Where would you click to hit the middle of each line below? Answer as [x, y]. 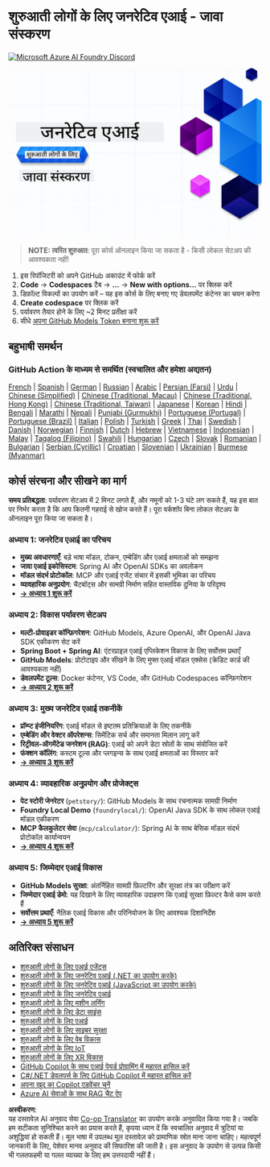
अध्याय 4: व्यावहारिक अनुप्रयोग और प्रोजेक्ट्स [74, 783]
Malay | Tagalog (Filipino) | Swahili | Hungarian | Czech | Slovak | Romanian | [135, 438]
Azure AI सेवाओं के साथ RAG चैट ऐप [71, 1094]
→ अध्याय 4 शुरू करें [47, 846]
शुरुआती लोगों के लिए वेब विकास [60, 1040]
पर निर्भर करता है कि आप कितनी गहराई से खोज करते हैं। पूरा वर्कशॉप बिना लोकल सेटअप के [124, 509]
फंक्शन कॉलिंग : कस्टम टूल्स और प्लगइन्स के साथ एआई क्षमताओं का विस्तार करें [119, 753]
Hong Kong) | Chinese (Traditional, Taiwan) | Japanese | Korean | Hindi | [128, 404]
